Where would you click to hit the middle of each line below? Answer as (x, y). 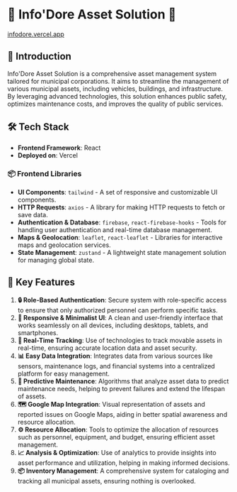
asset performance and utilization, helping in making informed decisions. (123, 463)
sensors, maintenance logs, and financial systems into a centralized (116, 366)
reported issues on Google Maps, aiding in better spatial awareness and (122, 414)
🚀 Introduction (40, 56)
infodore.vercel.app (36, 34)
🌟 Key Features (41, 282)
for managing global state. (56, 260)
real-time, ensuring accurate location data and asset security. (107, 348)
